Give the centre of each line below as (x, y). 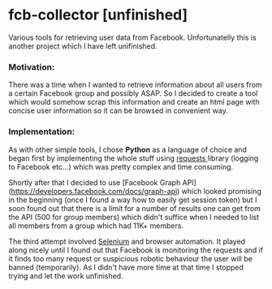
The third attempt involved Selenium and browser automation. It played (127, 241)
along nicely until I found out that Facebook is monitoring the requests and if (136, 250)
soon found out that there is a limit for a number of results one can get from (135, 208)
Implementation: (42, 132)
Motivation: (32, 67)
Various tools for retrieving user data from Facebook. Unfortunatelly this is (133, 37)
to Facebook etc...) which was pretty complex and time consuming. (121, 166)
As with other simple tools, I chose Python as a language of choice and (128, 149)
